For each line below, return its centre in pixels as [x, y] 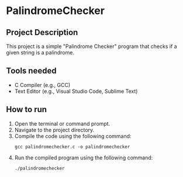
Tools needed [31, 71]
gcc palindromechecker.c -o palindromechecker [72, 147]
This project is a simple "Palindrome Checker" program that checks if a [91, 46]
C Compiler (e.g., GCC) [42, 85]
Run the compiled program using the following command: [84, 157]
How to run [27, 110]
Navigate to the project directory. [54, 130]
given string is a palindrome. [40, 53]
